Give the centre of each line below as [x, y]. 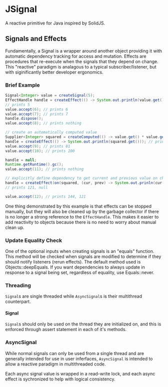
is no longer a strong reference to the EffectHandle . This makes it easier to [82, 216]
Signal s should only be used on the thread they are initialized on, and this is [83, 324]
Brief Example [22, 85]
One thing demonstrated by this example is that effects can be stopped [78, 206]
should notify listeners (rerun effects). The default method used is [73, 261]
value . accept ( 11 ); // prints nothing [44, 169]
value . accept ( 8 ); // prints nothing [43, 123]
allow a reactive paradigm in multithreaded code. [55, 364]
